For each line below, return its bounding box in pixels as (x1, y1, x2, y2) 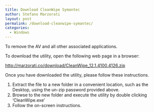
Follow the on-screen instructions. (12, 103, 82, 108)
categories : (5, 26, 29, 30)
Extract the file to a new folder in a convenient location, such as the (12, 82, 149, 87)
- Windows (9, 30, 29, 35)
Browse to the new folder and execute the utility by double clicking (12, 92, 147, 98)
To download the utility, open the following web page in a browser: (5, 53, 140, 59)
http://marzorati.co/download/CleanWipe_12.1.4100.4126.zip (5, 62, 126, 68)
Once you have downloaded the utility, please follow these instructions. (5, 72, 150, 78)
